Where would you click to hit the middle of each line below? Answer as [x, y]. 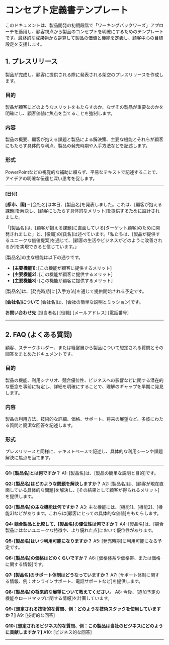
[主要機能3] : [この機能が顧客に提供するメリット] [63, 280]
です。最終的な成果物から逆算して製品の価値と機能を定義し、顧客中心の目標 [84, 38]
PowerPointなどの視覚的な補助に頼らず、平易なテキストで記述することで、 [83, 172]
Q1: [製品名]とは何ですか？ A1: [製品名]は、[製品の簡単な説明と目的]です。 [82, 473]
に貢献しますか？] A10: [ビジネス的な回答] [49, 632]
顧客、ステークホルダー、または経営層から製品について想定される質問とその [84, 348]
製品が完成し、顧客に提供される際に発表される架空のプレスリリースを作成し [84, 74]
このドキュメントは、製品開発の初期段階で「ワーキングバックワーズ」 [78, 25]
